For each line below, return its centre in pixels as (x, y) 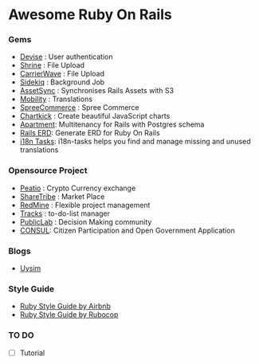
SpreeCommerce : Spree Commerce (79, 108)
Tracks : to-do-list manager (65, 213)
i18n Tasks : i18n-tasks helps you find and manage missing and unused (135, 142)
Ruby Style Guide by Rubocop (69, 315)
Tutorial (32, 353)
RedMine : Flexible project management (85, 205)
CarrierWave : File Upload (62, 74)
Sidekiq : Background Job (62, 82)
